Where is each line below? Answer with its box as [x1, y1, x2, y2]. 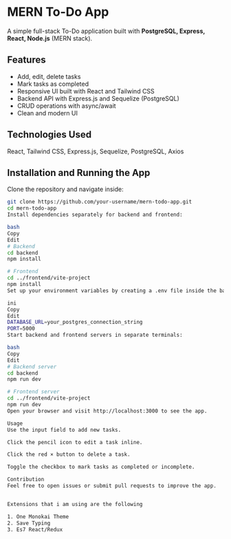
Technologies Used [7, 129, 91, 141]
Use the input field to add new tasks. [7, 426, 122, 433]
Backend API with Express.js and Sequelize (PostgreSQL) [16, 94, 180, 102]
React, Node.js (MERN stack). [7, 34, 93, 42]
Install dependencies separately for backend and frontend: [7, 211, 184, 219]
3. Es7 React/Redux [7, 526, 63, 533]
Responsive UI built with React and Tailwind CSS [16, 87, 155, 95]
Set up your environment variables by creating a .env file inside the [7, 287, 217, 294]
